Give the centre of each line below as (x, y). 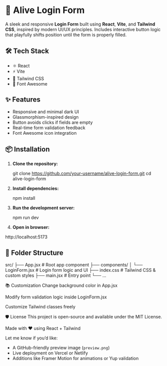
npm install (24, 198)
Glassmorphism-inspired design (45, 117)
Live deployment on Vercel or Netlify (50, 353)
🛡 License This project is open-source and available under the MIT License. (83, 317)
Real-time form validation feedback (49, 128)
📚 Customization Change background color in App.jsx (61, 285)
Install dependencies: (36, 189)
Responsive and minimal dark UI (46, 112)
